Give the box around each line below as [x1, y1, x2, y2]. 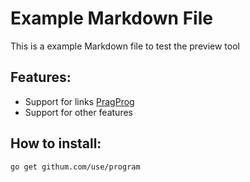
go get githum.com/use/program [10, 162, 141, 172]
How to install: [10, 135, 102, 152]
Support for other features [24, 106, 133, 118]
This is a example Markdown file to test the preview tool [10, 40, 240, 52]
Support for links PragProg [24, 95, 135, 107]
